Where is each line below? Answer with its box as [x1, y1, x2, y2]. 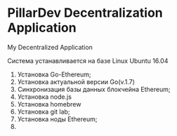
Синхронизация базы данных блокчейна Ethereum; [17, 85, 171, 93]
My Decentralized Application [7, 43, 93, 51]
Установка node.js [17, 93, 72, 101]
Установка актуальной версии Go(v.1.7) [17, 77, 136, 86]
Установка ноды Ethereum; [17, 114, 98, 123]
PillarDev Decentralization [7, 5, 163, 21]
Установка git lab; [17, 107, 70, 116]
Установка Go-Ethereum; [17, 70, 91, 79]
